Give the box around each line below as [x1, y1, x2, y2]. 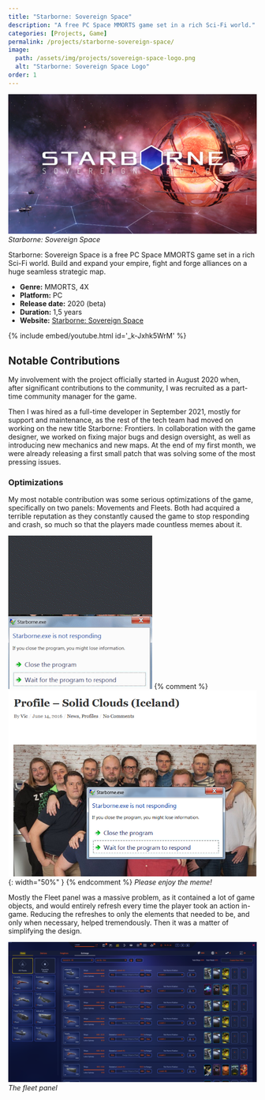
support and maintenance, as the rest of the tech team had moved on [8, 415, 234, 425]
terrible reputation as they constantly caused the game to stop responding [8, 511, 250, 521]
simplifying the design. [8, 926, 82, 936]
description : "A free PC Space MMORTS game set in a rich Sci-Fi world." [8, 21, 256, 29]
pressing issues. [8, 458, 62, 467]
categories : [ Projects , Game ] [8, 29, 108, 37]
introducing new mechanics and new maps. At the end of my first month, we [8, 440, 256, 450]
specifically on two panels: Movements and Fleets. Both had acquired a [8, 503, 241, 513]
